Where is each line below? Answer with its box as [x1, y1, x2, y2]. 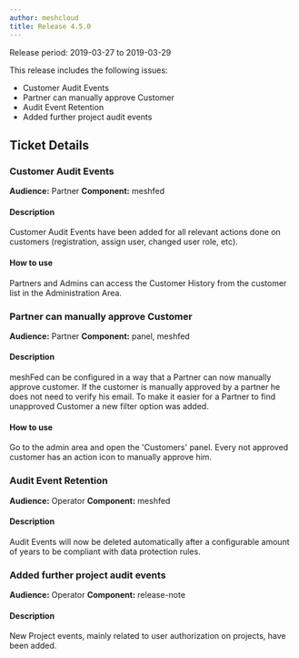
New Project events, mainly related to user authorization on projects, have [9, 631, 286, 642]
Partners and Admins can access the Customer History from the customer [9, 277, 287, 288]
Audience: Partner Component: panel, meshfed [9, 330, 191, 342]
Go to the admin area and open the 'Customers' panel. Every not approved [9, 442, 289, 453]
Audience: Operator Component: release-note [9, 590, 186, 601]
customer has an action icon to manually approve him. [9, 452, 212, 463]
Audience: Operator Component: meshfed [9, 495, 171, 506]
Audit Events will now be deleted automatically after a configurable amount [9, 536, 290, 547]
